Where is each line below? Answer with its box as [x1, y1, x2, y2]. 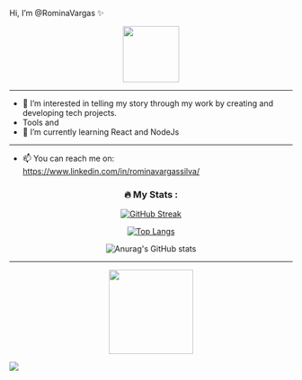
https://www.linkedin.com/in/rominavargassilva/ [22, 166, 200, 176]
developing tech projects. [22, 108, 117, 118]
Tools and [22, 117, 59, 128]
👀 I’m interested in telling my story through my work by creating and [22, 98, 274, 109]
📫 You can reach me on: [22, 153, 115, 163]
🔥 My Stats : [124, 188, 178, 200]
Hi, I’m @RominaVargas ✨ [9, 8, 105, 18]
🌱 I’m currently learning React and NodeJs [22, 127, 180, 137]
